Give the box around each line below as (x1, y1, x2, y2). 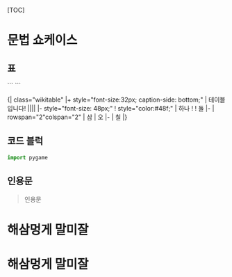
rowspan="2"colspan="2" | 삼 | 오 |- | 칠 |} (7, 113, 128, 121)
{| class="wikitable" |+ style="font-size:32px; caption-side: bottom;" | (7, 95, 207, 104)
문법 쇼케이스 (7, 33, 78, 48)
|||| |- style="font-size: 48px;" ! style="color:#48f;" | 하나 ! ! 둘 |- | (27, 104, 215, 112)
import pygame (7, 154, 49, 161)
